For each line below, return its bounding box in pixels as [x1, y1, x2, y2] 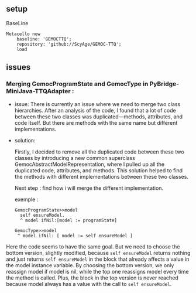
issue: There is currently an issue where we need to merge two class [14, 100, 181, 107]
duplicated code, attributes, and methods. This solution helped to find [14, 166, 183, 174]
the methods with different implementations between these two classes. [14, 173, 189, 180]
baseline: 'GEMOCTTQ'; [16, 36, 72, 42]
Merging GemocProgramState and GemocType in [6, 80, 149, 88]
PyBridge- [149, 80, 180, 88]
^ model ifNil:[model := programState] [20, 217, 117, 223]
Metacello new [6, 31, 41, 37]
